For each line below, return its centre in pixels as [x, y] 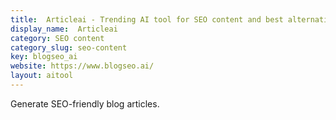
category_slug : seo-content [69, 47]
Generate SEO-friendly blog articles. [85, 103]
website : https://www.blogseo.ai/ [82, 66]
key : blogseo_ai [44, 57]
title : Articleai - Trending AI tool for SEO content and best [147, 19]
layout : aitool [42, 76]
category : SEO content [57, 38]
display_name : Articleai [64, 29]
